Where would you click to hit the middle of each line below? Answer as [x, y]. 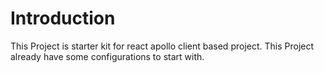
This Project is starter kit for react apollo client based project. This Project [162, 46]
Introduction [63, 18]
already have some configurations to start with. [107, 56]
